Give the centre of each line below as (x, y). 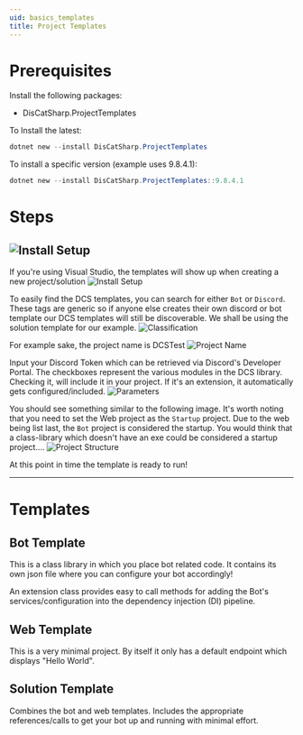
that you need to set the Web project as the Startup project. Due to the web (150, 418)
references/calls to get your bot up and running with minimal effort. (134, 720)
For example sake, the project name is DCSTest (97, 345)
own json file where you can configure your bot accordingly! (121, 574)
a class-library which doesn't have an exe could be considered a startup (143, 437)
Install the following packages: (66, 96)
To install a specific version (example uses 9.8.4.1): (104, 164)
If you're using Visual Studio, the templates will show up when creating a (144, 272)
